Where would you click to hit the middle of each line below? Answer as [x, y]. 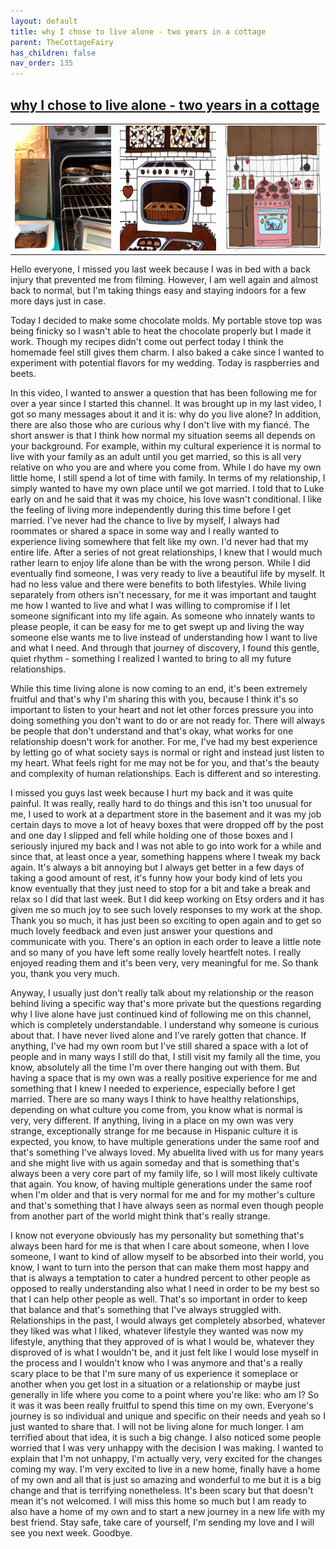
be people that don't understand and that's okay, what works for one [152, 731]
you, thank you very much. [65, 974]
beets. [23, 374]
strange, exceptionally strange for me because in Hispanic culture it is [154, 1131]
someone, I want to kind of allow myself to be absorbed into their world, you [167, 1257]
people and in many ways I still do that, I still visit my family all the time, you [165, 1057]
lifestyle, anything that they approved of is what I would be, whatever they [162, 1342]
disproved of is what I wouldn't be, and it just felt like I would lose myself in [164, 1352]
